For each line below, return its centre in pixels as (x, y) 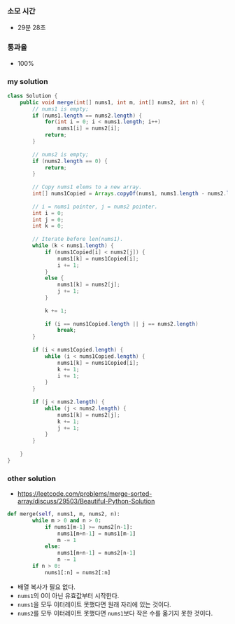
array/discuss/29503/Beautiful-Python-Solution (86, 501)
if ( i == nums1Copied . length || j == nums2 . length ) (121, 324)
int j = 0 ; (48, 220)
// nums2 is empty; (61, 154)
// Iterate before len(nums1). (78, 240)
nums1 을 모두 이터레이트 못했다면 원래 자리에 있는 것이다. (94, 604)
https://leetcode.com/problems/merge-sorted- (85, 494)
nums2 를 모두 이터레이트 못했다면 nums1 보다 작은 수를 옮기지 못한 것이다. (115, 613)
